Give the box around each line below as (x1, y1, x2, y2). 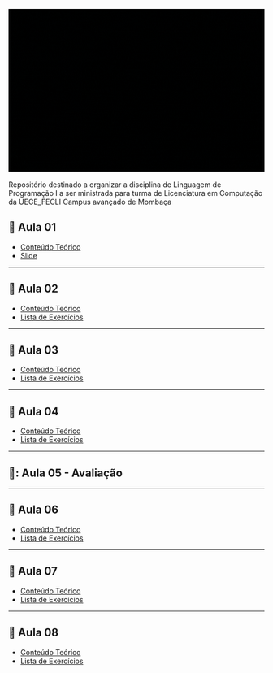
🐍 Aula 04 (8, 404, 59, 419)
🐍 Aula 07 (8, 564, 58, 578)
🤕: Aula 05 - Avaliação (8, 466, 123, 480)
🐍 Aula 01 (8, 220, 57, 234)
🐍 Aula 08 (8, 626, 59, 640)
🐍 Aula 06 (8, 503, 59, 517)
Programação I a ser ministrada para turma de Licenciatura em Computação (8, 189, 263, 198)
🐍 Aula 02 (8, 282, 58, 296)
